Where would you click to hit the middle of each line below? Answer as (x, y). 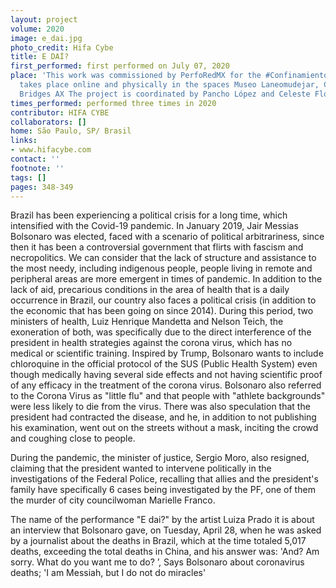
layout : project (44, 19)
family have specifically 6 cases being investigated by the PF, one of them (163, 490)
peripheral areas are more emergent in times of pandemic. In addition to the (166, 279)
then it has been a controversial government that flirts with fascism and (157, 247)
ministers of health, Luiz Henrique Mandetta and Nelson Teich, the (147, 322)
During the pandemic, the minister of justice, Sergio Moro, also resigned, (160, 458)
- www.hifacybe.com (51, 150)
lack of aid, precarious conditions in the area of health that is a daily (150, 290)
